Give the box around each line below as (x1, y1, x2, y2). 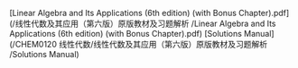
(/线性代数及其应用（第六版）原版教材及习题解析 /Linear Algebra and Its (9, 18, 276, 29)
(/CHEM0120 (9, 39, 57, 49)
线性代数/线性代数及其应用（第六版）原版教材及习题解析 (58, 39, 268, 49)
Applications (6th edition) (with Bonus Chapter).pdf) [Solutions (9, 29, 242, 38)
